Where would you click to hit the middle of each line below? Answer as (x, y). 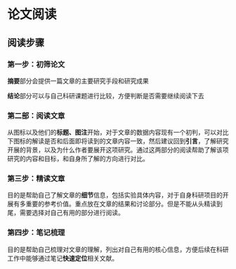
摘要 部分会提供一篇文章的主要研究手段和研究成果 (78, 81)
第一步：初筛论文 (36, 64)
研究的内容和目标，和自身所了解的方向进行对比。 (78, 159)
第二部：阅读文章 (36, 115)
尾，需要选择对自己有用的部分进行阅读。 (66, 213)
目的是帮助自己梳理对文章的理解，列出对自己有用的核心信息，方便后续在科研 (118, 249)
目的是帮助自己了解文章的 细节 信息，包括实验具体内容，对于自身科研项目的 (115, 195)
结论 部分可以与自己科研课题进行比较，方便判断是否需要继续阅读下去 (106, 96)
